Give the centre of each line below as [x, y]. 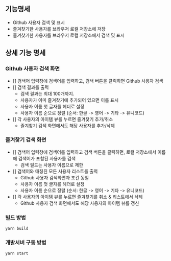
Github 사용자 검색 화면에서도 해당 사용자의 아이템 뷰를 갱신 [80, 203]
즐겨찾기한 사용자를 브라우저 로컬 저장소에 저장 [59, 29]
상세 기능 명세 [26, 53]
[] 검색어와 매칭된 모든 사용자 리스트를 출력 [55, 171]
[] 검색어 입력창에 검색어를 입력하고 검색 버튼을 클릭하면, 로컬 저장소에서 [84, 152]
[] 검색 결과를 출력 [31, 87]
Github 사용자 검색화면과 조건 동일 [55, 177]
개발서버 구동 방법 [26, 243]
